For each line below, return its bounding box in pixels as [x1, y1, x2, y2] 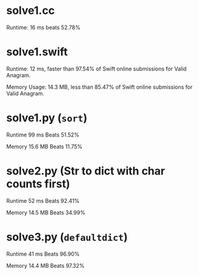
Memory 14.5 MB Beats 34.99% [6, 209, 86, 216]
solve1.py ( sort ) [6, 111, 88, 125]
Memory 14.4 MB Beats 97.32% [6, 262, 85, 269]
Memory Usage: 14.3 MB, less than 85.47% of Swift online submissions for [6, 83, 193, 90]
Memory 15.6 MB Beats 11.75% [6, 143, 83, 150]
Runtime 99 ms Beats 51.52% [6, 131, 80, 138]
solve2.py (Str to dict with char [6, 165, 166, 178]
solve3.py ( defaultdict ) [6, 230, 128, 243]
